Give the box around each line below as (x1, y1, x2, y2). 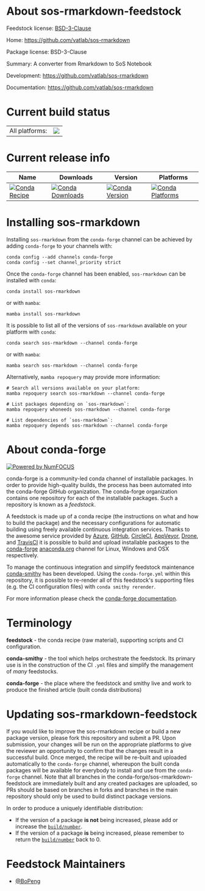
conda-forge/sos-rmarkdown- (117, 773, 193, 780)
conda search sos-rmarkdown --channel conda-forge (6, 340, 138, 346)
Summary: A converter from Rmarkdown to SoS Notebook (6, 60, 152, 67)
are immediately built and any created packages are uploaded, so (32, 779, 198, 787)
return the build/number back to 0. (15, 835, 101, 843)
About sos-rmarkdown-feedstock (6, 4, 182, 18)
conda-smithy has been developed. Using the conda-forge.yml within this (6, 570, 191, 577)
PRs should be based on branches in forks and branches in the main (6, 786, 178, 793)
